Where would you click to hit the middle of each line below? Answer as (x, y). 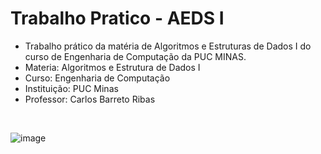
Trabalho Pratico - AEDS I (117, 18)
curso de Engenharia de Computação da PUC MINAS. (135, 56)
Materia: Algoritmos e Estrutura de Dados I (112, 67)
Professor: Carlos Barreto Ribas (90, 99)
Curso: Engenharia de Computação (97, 78)
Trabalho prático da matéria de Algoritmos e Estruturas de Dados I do (168, 46)
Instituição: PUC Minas (71, 88)
